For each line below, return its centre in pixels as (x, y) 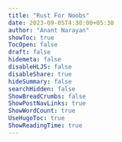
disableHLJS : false (40, 67)
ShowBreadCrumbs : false (47, 96)
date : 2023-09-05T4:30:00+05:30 (61, 23)
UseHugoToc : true (37, 118)
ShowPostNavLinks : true (47, 103)
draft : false (30, 52)
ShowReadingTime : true (45, 125)
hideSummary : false (40, 81)
